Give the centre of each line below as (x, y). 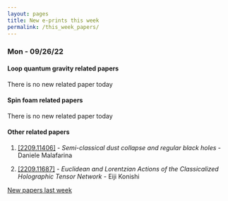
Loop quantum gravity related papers (63, 68)
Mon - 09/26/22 (35, 51)
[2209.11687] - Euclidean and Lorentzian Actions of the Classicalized (118, 169)
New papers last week (40, 190)
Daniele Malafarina (45, 155)
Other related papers (38, 132)
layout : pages (28, 14)
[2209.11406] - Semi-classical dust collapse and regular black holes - (119, 147)
